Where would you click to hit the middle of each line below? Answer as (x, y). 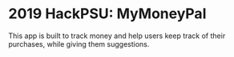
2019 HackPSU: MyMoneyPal (107, 14)
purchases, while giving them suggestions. (79, 44)
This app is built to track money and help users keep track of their (117, 36)
